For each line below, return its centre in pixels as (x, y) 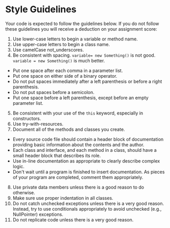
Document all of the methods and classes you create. (69, 129)
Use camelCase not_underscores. (48, 50)
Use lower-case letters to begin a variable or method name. (75, 39)
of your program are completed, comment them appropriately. (78, 177)
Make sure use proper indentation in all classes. (63, 198)
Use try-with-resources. (38, 124)
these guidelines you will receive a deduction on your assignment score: (81, 29)
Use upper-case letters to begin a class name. (61, 44)
